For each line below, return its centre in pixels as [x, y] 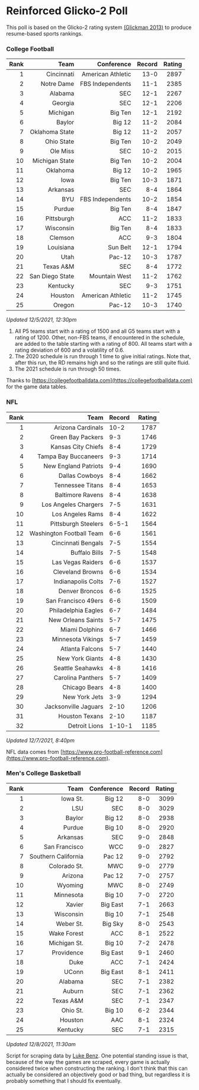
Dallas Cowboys [81, 475]
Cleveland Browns [78, 571]
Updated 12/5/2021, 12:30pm [41, 320]
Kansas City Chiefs [77, 446]
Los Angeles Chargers [72, 504]
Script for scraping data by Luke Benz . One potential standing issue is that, [97, 1056]
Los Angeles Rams [78, 514]
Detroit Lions [86, 725]
